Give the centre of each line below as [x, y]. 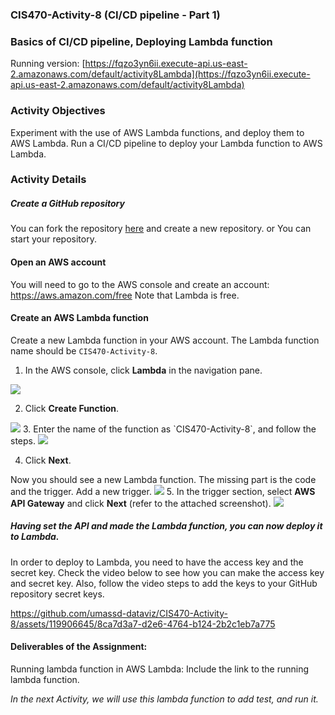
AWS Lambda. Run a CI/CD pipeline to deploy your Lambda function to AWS [166, 143]
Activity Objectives [58, 111]
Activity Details [48, 180]
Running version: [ [48, 64]
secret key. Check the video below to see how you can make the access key [167, 572]
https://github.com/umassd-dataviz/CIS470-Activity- [119, 613]
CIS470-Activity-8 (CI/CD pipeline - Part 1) [115, 15]
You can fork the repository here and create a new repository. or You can [161, 229]
